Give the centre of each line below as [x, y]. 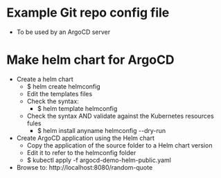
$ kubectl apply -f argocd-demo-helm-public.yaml [99, 160]
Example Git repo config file [88, 13]
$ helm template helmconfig [77, 108]
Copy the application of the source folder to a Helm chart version [120, 145]
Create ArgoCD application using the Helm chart [86, 138]
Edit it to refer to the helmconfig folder [81, 152]
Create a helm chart [45, 79]
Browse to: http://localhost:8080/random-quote [85, 167]
